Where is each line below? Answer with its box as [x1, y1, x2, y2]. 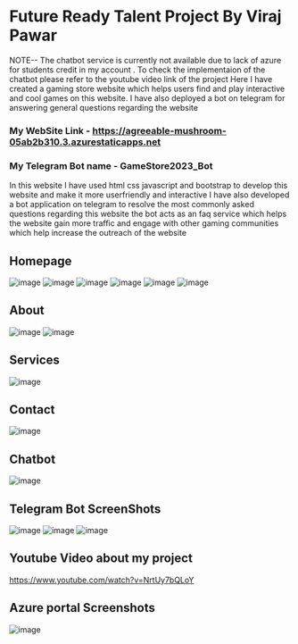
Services [9, 353, 61, 368]
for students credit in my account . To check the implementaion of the [9, 64, 266, 75]
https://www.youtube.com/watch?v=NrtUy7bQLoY [9, 574, 195, 585]
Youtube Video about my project [9, 551, 194, 566]
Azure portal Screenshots [9, 600, 156, 615]
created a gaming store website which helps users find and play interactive [9, 83, 286, 94]
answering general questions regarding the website [9, 102, 199, 113]
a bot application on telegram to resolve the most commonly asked [9, 199, 254, 210]
